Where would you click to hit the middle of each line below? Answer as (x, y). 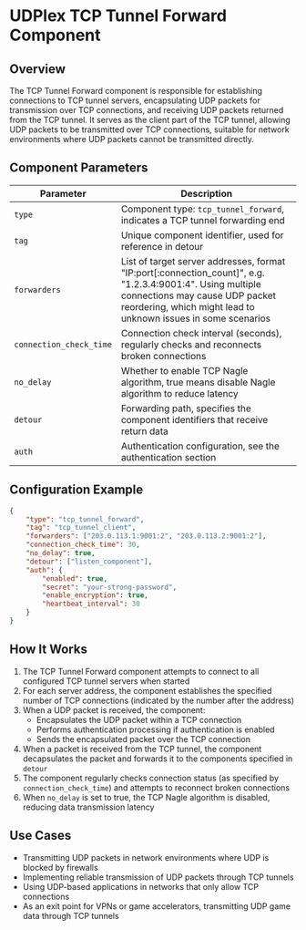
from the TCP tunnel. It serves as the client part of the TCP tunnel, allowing (150, 120)
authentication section (168, 457)
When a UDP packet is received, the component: (114, 710)
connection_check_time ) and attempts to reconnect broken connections (156, 787)
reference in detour (162, 246)
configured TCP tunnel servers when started (106, 681)
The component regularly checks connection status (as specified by (151, 778)
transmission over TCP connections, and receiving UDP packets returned (147, 110)
